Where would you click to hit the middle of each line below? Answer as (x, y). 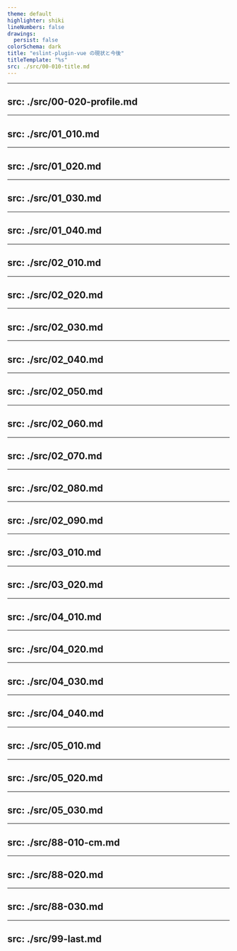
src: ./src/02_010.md (54, 263)
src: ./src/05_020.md (55, 778)
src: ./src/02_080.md (55, 488)
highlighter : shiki (36, 21)
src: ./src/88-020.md (55, 875)
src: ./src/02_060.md (55, 424)
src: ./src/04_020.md (55, 649)
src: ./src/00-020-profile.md (73, 102)
